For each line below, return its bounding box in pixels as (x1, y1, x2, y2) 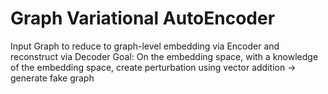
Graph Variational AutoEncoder (10, 7, 276, 30)
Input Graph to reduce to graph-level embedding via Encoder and (10, 40, 280, 52)
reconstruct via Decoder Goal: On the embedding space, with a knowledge (10, 50, 319, 62)
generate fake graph (10, 72, 95, 84)
